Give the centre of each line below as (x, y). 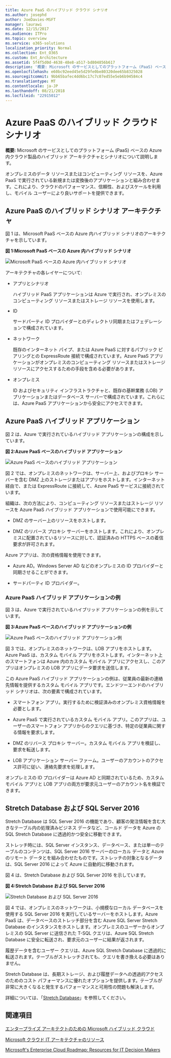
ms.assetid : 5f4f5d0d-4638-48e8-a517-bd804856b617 (60, 62)
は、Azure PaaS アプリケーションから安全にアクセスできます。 (79, 403)
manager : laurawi (24, 24)
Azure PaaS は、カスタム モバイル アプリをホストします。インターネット (82, 655)
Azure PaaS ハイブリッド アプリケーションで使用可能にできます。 (89, 510)
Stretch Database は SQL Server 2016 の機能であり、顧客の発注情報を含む (83, 821)
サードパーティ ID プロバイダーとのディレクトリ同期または (74, 321)
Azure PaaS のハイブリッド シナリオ (63, 211)
